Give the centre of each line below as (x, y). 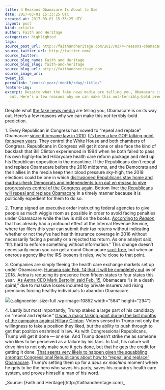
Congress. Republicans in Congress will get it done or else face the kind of (81, 146)
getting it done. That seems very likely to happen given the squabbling (76, 352)
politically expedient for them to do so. (44, 198)
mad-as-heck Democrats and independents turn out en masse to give (76, 183)
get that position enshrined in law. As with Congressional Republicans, (76, 331)
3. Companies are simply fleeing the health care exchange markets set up (80, 265)
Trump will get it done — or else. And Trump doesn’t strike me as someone (81, 336)
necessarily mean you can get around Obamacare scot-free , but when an (79, 250)
